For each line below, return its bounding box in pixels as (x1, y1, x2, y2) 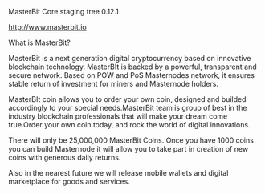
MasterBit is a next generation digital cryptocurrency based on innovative (8, 54, 251, 63)
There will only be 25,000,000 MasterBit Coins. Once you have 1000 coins (8, 135, 255, 145)
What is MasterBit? (8, 38, 71, 47)
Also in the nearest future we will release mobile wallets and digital (8, 168, 229, 177)
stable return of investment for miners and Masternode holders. (8, 79, 219, 88)
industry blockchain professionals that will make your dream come (8, 111, 228, 121)
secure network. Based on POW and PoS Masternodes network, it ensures (8, 71, 255, 79)
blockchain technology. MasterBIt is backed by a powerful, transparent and (8, 62, 257, 71)
